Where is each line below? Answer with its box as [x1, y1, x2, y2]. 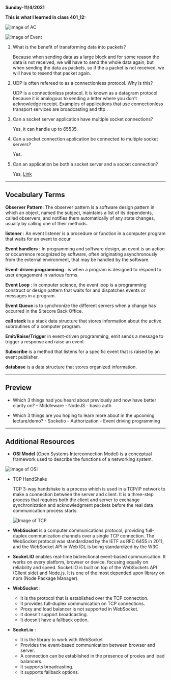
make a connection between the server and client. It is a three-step [12, 491, 154, 498]
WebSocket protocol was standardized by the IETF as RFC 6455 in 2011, [12, 538, 164, 545]
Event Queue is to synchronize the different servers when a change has [5, 302, 156, 309]
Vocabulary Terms [5, 191, 65, 199]
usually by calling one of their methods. [5, 220, 88, 226]
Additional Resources [5, 437, 75, 446]
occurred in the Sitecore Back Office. [5, 308, 83, 314]
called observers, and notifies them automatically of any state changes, [5, 215, 155, 221]
